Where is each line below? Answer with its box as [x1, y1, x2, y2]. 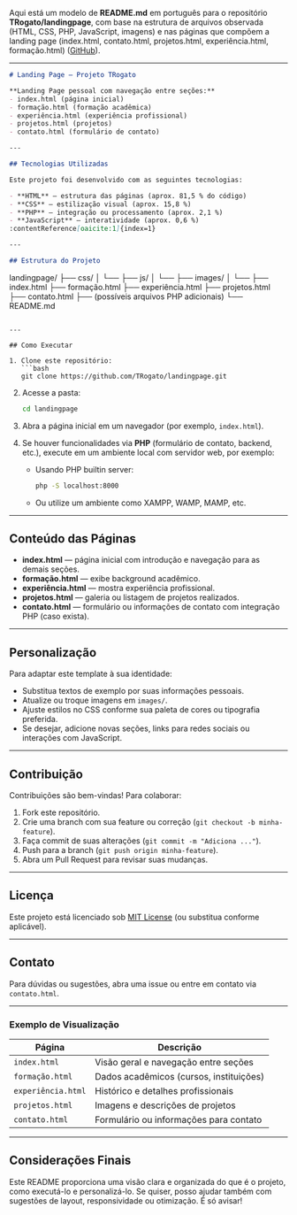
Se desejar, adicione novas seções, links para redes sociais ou [21, 723, 250, 734]
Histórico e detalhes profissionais [94, 1084, 234, 1096]
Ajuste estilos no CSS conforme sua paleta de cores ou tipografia [21, 704, 261, 715]
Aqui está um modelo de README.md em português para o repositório [9, 8, 268, 18]
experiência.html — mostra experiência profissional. [21, 583, 215, 594]
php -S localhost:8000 [34, 481, 119, 490]
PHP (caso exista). [21, 611, 90, 622]
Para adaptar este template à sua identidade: [9, 668, 172, 680]
